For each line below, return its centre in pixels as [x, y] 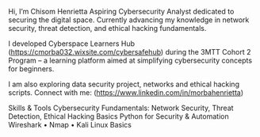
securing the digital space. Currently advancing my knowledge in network [129, 20]
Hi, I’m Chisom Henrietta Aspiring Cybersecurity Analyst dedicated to [121, 11]
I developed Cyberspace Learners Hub [72, 44]
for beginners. [31, 69]
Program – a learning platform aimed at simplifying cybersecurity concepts [130, 60]
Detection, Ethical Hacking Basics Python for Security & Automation [119, 116]
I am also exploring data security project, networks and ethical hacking [124, 84]
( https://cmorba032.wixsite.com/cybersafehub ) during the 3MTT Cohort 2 [130, 52]
